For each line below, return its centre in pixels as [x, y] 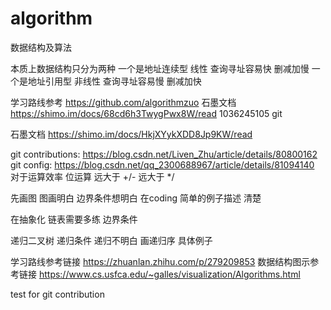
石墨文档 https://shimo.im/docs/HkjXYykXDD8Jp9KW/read [131, 134]
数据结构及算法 [41, 47]
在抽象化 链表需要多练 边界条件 [74, 219]
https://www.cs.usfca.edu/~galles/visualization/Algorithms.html [169, 274]
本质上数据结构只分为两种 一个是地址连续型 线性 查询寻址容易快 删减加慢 [160, 68]
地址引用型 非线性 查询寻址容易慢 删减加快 [114, 81]
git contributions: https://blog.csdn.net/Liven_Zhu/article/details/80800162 [164, 154]
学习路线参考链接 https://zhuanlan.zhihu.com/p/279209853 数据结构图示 [160, 261]
